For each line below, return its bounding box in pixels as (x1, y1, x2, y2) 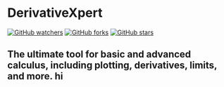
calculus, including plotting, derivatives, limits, (7, 60, 217, 72)
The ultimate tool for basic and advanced (7, 48, 192, 60)
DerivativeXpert (7, 5, 104, 21)
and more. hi (7, 70, 63, 82)
